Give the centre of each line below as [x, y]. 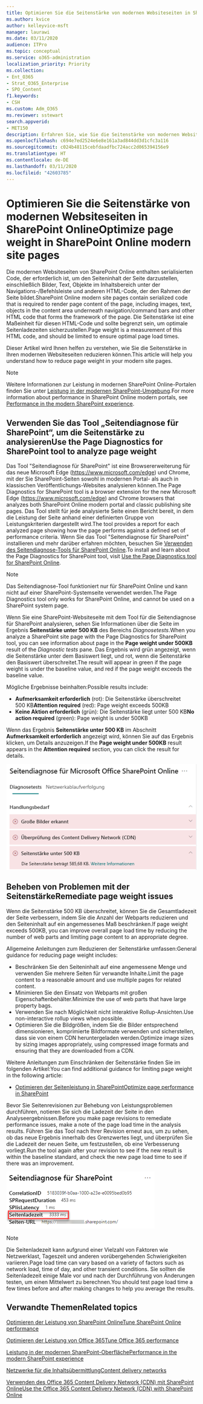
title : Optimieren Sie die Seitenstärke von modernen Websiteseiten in [98, 13]
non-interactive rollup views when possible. [69, 1018]
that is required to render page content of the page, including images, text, [99, 304]
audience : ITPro [27, 45]
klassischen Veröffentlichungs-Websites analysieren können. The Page [94, 485]
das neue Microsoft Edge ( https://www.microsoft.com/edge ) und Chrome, [98, 473]
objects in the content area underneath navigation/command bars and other [101, 311]
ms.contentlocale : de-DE [37, 160]
